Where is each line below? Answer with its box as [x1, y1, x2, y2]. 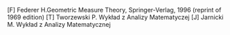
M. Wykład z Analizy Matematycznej [7, 21, 111, 28]
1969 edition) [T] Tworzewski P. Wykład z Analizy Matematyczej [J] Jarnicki [7, 13, 224, 21]
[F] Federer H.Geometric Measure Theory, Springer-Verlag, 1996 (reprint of [7, 6, 222, 14]
